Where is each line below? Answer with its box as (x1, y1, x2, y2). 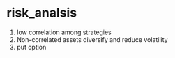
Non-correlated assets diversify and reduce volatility (16, 35, 168, 43)
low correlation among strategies (16, 28, 112, 36)
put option (16, 43, 47, 51)
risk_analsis (6, 5, 77, 21)
